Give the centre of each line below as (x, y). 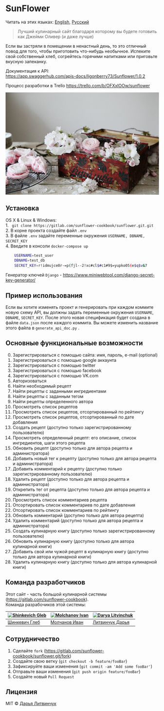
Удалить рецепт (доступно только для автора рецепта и (71, 479)
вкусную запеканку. (27, 61)
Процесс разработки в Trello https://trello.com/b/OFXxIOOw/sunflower (78, 85)
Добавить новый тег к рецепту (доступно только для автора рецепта (84, 458)
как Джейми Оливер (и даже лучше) (55, 37)
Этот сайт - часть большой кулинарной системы (56, 594)
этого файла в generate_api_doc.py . (43, 328)
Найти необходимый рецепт (42, 386)
